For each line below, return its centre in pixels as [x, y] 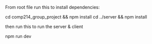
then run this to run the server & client [44, 26]
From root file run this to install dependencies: [52, 7]
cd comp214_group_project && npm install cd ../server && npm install [76, 17]
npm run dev [18, 36]
